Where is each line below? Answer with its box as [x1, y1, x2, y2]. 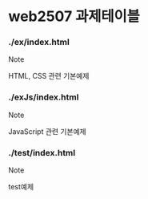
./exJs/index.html [8, 91, 79, 103]
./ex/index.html [8, 37, 70, 48]
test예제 [8, 182, 34, 192]
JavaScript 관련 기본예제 [8, 126, 86, 136]
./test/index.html [8, 147, 76, 158]
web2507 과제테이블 [8, 7, 140, 26]
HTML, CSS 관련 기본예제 [8, 71, 90, 81]
